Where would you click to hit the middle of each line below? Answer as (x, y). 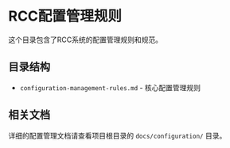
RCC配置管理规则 (65, 16)
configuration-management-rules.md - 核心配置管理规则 (110, 87)
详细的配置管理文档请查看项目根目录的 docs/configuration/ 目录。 (117, 135)
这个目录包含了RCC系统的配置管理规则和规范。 (86, 40)
